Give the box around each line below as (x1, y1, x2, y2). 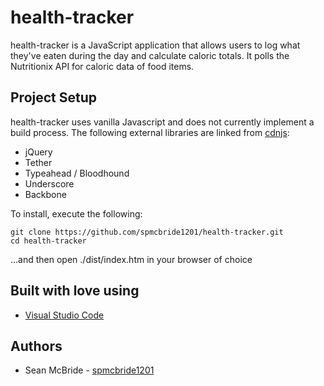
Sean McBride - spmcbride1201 (24, 364, 155, 376)
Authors (10, 337, 63, 355)
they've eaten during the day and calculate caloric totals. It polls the (10, 49, 290, 61)
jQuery (24, 146, 53, 158)
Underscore (24, 177, 75, 190)
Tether (24, 156, 53, 168)
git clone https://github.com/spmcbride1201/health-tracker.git (10, 227, 284, 237)
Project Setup (10, 89, 98, 106)
